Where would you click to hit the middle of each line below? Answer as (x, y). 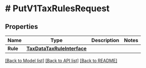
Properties (22, 27)
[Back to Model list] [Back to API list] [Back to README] (61, 61)
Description (105, 40)
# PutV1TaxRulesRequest (57, 9)
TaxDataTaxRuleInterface (56, 48)
